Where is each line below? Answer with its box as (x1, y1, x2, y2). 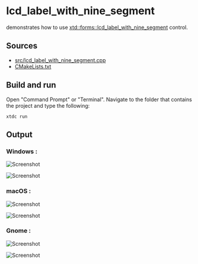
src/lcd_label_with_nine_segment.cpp (14, 56, 106, 63)
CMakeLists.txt (14, 63, 51, 70)
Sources (6, 41, 38, 51)
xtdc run (6, 114, 28, 120)
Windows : (6, 147, 38, 155)
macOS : (6, 187, 31, 195)
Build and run (6, 80, 56, 90)
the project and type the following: (6, 102, 90, 109)
